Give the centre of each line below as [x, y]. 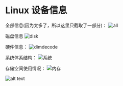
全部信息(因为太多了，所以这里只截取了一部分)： [56, 25]
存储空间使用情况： [26, 68]
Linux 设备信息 [36, 10]
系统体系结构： [21, 57]
